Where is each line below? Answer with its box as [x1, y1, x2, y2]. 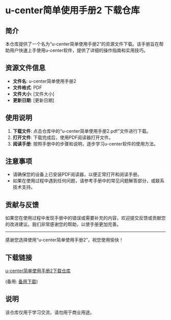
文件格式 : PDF [12, 84, 42, 91]
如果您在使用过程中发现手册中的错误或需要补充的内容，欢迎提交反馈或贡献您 [5, 215, 166, 221]
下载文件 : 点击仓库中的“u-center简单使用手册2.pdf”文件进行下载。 [12, 128, 151, 134]
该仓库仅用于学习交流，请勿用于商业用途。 [5, 309, 95, 315]
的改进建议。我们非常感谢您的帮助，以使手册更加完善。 [5, 221, 121, 227]
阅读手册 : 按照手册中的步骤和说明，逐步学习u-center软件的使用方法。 [12, 140, 159, 147]
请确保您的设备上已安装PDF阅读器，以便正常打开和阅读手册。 [12, 171, 142, 178]
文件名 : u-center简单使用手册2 [12, 78, 76, 84]
